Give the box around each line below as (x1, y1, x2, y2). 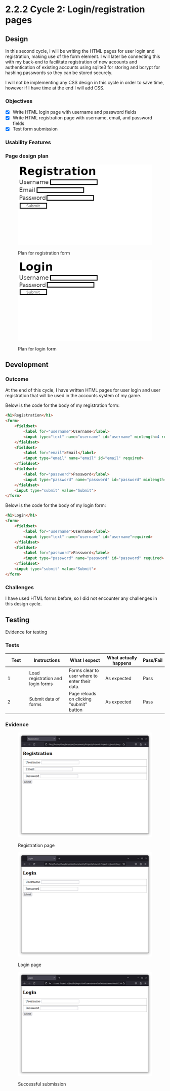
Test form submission (12, 126, 58, 132)
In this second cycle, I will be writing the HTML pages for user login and (5, 48, 155, 54)
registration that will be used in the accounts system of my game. (5, 393, 142, 399)
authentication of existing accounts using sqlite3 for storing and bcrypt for (5, 65, 160, 70)
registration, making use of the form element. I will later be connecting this (5, 53, 160, 59)
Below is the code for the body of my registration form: (5, 402, 120, 408)
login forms (29, 681, 53, 687)
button (69, 707, 82, 713)
